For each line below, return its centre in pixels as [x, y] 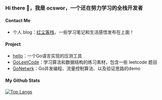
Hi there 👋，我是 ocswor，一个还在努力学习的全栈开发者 [74, 8]
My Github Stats [23, 80]
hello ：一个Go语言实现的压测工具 [47, 56]
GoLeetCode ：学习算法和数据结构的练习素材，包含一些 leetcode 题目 [85, 62]
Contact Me [18, 20]
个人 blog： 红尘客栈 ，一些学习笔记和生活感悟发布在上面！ [73, 32]
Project [13, 44]
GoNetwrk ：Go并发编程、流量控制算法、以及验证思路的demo [76, 69]
